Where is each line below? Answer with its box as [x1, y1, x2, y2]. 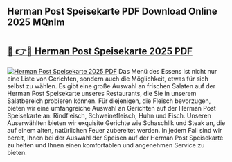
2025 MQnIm [7, 17, 65, 29]
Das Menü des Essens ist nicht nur [118, 67, 217, 75]
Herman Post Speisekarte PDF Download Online [7, 6, 217, 17]
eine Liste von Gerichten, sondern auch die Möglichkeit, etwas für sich [7, 74, 209, 83]
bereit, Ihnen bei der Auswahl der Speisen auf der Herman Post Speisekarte [7, 133, 224, 142]
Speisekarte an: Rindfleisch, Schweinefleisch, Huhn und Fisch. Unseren [7, 111, 211, 120]
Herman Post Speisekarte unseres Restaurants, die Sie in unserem [7, 90, 197, 97]
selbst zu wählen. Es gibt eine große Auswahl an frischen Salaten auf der [7, 82, 216, 90]
